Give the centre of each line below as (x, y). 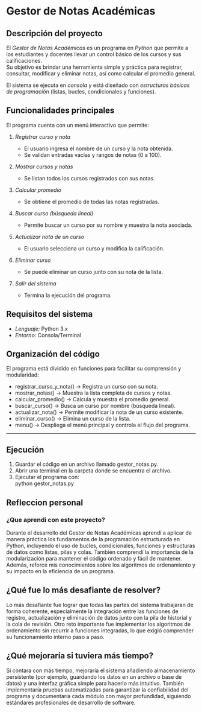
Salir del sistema (35, 283)
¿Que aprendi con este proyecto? (56, 520)
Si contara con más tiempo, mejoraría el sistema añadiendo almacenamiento (101, 670)
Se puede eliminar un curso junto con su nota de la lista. (93, 272)
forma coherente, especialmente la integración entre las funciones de (92, 611)
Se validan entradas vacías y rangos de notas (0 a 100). (93, 154)
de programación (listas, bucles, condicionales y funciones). (81, 91)
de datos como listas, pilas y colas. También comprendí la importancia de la (100, 552)
